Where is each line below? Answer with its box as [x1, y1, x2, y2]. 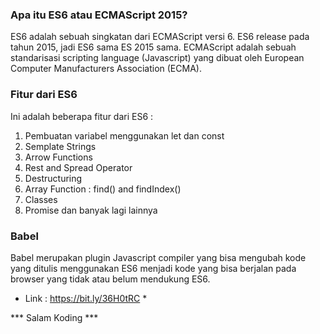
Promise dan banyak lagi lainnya [24, 204, 158, 216]
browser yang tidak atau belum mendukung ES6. [10, 273, 211, 285]
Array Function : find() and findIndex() [24, 183, 182, 195]
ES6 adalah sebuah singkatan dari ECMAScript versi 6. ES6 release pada [10, 31, 310, 43]
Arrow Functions [24, 151, 93, 163]
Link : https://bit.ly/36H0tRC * [24, 292, 148, 304]
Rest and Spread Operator [24, 161, 133, 173]
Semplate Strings [24, 140, 97, 152]
